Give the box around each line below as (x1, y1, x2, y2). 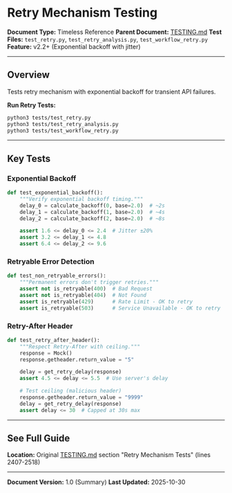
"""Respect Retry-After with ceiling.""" (19, 343, 140, 350)
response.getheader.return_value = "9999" (19, 394, 144, 401)
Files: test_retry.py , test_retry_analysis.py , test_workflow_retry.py (7, 35, 209, 43)
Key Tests (7, 152, 50, 164)
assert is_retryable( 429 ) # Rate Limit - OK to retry (19, 298, 193, 305)
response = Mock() (19, 350, 72, 357)
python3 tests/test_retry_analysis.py (7, 120, 119, 127)
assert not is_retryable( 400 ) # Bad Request (19, 285, 153, 292)
